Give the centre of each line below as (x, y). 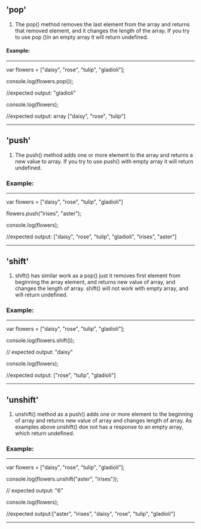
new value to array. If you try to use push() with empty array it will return (104, 161)
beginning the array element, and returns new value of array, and (95, 282)
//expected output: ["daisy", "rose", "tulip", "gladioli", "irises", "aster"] (92, 237)
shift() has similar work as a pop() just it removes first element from (98, 276)
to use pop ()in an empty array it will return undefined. (81, 37)
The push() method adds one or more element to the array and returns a (104, 155)
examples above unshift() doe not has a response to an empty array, (99, 427)
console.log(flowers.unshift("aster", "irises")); (62, 479)
